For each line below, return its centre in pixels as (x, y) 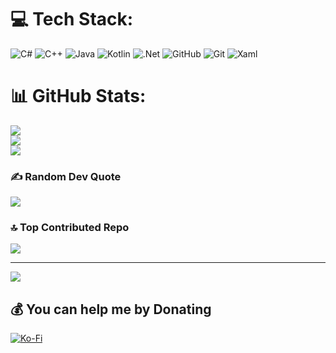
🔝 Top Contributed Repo (70, 228)
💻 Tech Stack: (72, 19)
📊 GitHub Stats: (78, 96)
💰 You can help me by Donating (111, 309)
